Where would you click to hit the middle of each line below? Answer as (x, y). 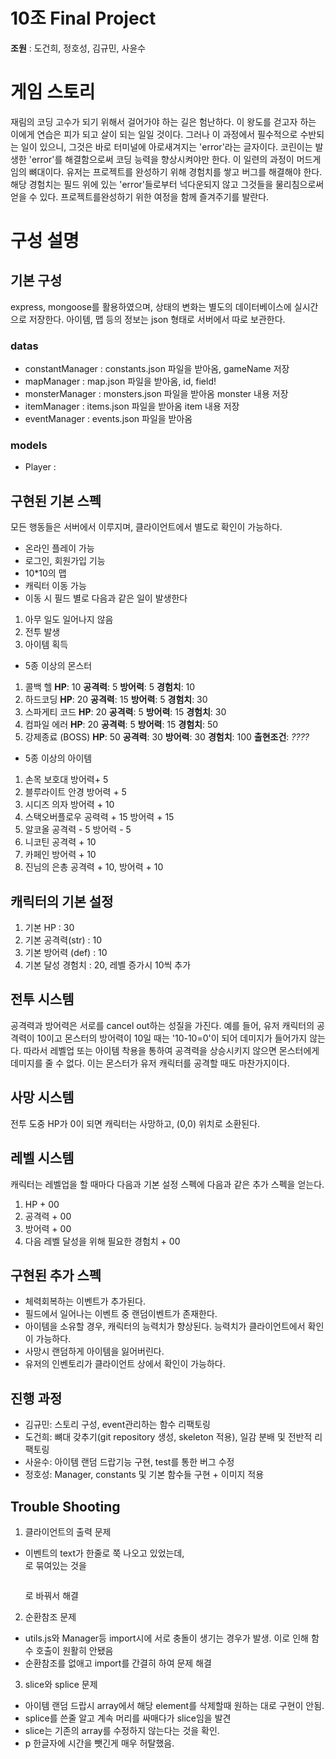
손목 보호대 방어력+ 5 (66, 780)
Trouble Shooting (65, 1506)
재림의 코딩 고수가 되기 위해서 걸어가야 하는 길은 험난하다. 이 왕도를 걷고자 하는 (163, 121)
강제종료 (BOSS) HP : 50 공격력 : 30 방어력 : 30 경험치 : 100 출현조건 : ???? (167, 737)
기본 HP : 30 (49, 928)
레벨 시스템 (42, 1158)
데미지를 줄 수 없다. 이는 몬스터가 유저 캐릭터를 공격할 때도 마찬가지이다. (150, 1063)
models (29, 446)
